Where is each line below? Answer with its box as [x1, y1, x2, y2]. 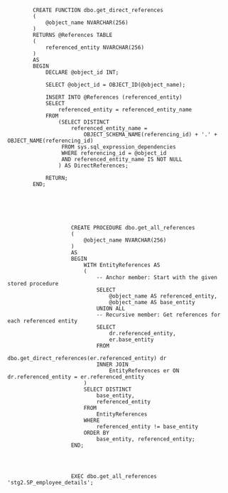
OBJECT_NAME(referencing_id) [7, 137, 94, 144]
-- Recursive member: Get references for [96, 311, 221, 318]
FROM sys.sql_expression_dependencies [61, 143, 176, 151]
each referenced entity [7, 318, 78, 325]
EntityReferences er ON [109, 367, 180, 374]
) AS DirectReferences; [58, 162, 129, 169]
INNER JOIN [96, 361, 129, 368]
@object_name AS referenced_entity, [109, 293, 218, 300]
